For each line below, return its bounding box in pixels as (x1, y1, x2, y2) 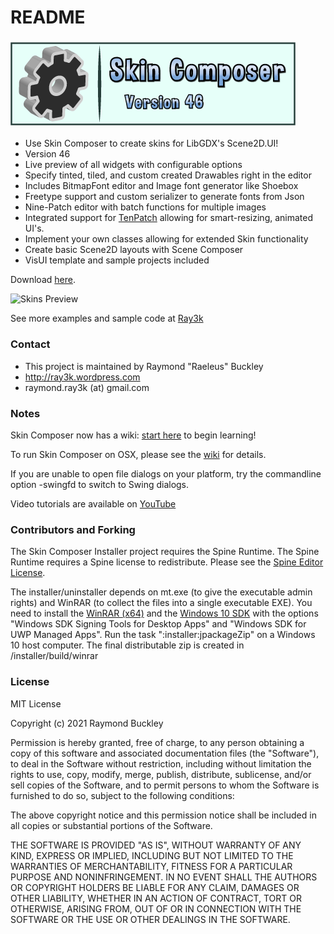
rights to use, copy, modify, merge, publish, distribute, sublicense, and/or (10, 768, 312, 780)
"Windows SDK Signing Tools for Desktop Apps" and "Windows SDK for (10, 618, 307, 630)
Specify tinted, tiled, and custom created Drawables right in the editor (24, 169, 312, 181)
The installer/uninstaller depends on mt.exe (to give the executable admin (10, 586, 313, 598)
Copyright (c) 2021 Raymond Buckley (10, 717, 164, 729)
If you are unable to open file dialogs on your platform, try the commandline (10, 468, 322, 480)
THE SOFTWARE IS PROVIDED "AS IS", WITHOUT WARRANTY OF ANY (10, 839, 302, 851)
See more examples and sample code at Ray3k (10, 312, 204, 325)
